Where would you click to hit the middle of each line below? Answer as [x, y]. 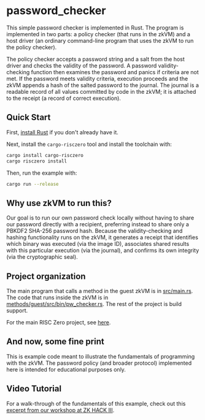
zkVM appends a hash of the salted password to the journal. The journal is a [103, 85]
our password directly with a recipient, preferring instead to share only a [98, 224]
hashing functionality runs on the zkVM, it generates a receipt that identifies [102, 237]
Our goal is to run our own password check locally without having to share [100, 218]
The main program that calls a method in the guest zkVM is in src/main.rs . [100, 291]
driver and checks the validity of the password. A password [82, 66]
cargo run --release [33, 184]
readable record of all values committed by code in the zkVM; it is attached [101, 91]
